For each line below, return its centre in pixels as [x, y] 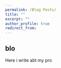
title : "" [15, 14]
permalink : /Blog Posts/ [31, 10]
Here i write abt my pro [29, 60]
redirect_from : [21, 28]
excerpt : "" [17, 19]
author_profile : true [28, 24]
